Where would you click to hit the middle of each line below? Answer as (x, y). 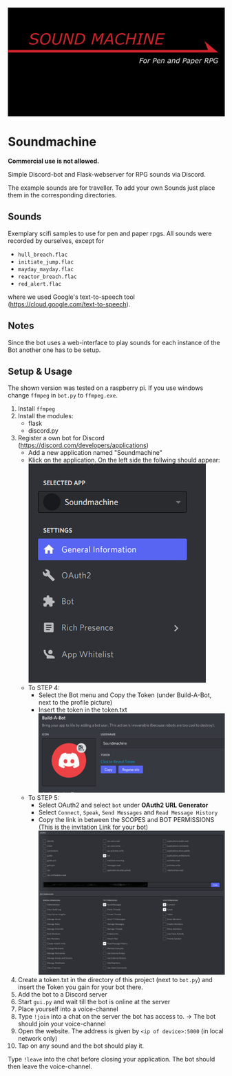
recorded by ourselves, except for (56, 241)
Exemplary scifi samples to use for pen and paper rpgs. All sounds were (110, 233)
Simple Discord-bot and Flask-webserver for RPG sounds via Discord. (107, 174)
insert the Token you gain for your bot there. (80, 987)
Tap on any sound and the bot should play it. (81, 1046)
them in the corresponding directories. (62, 195)
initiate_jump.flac (46, 262)
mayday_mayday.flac (46, 269)
